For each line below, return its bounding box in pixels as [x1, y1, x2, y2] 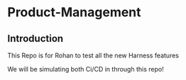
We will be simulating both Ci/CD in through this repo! [7, 65, 165, 73]
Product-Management [7, 4, 141, 21]
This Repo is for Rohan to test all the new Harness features [7, 51, 180, 59]
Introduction [7, 33, 64, 45]
